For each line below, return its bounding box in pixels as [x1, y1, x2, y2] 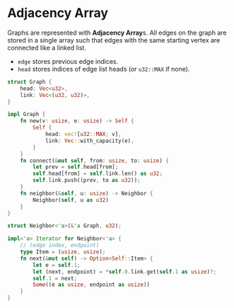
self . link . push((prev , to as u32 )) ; [33, 177, 141, 184]
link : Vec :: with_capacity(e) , [45, 137, 134, 144]
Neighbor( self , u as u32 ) [33, 196, 110, 203]
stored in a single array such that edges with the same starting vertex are [7, 35, 221, 44]
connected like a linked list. [7, 43, 87, 52]
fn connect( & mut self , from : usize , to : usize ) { [20, 157, 170, 164]
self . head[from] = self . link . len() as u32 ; [33, 170, 163, 178]
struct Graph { [7, 78, 52, 86]
